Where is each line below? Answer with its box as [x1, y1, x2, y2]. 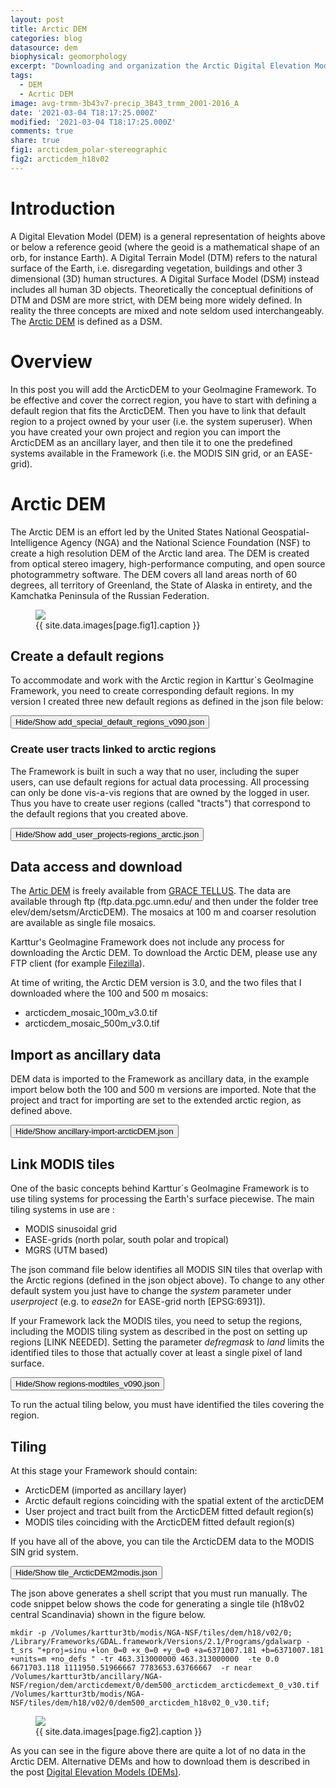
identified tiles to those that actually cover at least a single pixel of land [10, 1347, 303, 1359]
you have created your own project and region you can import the [10, 426, 281, 438]
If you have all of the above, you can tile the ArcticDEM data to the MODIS [10, 1535, 315, 1547]
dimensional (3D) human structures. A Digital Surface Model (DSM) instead [10, 272, 320, 285]
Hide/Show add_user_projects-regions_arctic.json [15, 829, 200, 840]
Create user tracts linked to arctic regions [10, 742, 217, 756]
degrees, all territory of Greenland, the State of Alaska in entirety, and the [10, 579, 313, 591]
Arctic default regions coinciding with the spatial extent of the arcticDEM [24, 1494, 325, 1506]
